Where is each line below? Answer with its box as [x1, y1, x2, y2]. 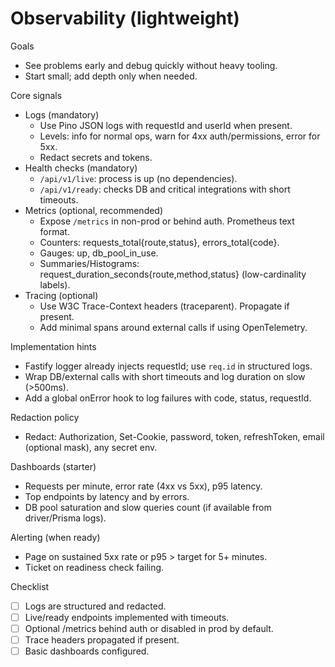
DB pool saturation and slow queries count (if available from [24, 501, 272, 513]
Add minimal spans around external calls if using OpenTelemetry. [39, 321, 308, 333]
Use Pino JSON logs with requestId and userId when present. [39, 119, 293, 131]
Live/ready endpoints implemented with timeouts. [24, 612, 230, 623]
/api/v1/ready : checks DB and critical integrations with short [39, 183, 291, 195]
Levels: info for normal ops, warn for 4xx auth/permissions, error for [39, 130, 321, 142]
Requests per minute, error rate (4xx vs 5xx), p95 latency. [24, 480, 263, 492]
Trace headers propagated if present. [24, 634, 180, 646]
